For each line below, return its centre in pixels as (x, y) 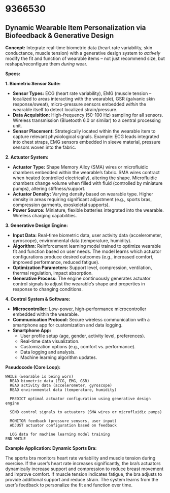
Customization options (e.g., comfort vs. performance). (78, 347)
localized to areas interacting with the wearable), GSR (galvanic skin (84, 99)
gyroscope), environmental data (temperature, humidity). (72, 241)
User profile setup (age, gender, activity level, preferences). (83, 336)
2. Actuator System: (27, 157)
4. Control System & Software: (38, 299)
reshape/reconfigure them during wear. (46, 64)
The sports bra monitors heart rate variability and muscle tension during (80, 458)
